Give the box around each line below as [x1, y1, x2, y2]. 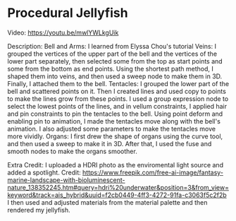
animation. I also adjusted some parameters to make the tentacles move [7, 124, 216, 133]
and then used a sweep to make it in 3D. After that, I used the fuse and [7, 139, 212, 148]
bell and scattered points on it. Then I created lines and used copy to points [7, 87, 227, 95]
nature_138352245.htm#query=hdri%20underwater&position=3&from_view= [7, 183, 229, 191]
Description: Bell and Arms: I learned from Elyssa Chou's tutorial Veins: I [7, 42, 217, 50]
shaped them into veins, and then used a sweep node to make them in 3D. [7, 72, 223, 80]
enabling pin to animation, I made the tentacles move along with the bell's [7, 117, 221, 125]
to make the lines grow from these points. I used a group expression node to [7, 94, 229, 103]
